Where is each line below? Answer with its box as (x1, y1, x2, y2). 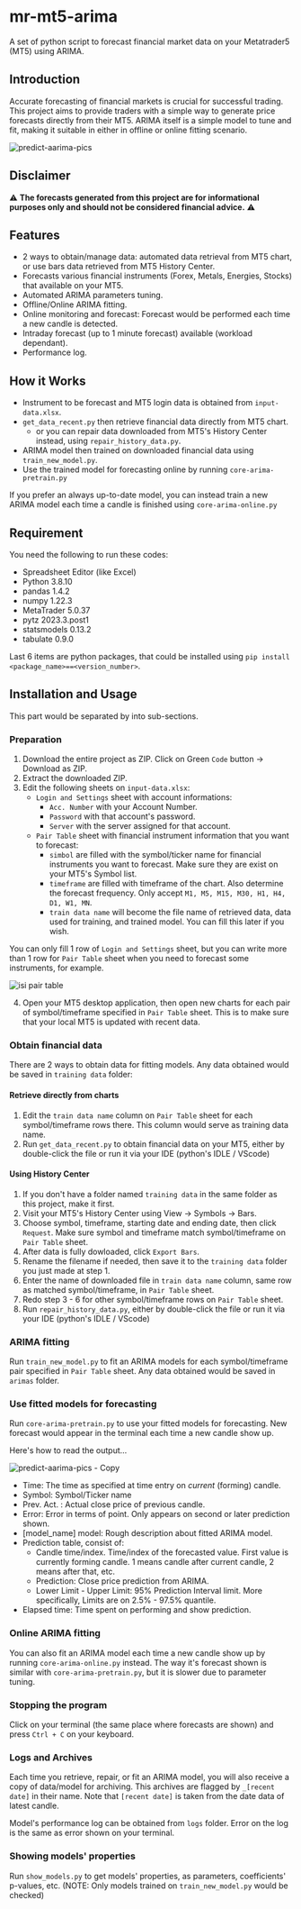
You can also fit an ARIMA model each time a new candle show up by (9, 1647, 266, 1659)
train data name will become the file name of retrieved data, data (49, 907, 292, 918)
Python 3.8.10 (22, 577, 74, 586)
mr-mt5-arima (9, 6, 119, 27)
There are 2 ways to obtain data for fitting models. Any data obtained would (9, 1059, 289, 1070)
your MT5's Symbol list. (49, 868, 137, 879)
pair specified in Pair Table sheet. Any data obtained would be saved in (9, 1366, 276, 1377)
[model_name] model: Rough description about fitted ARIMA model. (22, 1528, 273, 1539)
